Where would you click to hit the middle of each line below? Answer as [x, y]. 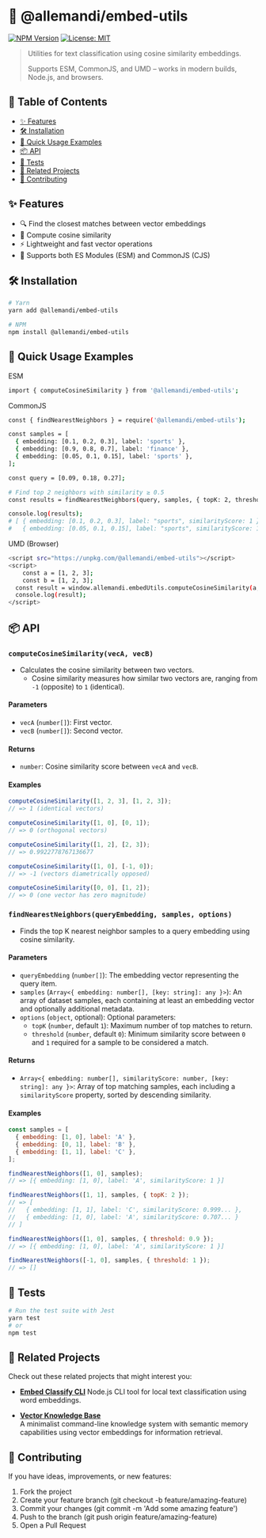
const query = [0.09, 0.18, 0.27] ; [67, 478]
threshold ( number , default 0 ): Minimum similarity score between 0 [139, 1034]
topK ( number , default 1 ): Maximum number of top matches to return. [142, 1025]
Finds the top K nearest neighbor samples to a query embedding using [135, 931]
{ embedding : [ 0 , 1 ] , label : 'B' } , [76, 1144]
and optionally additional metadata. [77, 1008]
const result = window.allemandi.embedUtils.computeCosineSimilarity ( [134, 588]
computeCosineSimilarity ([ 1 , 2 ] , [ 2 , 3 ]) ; [79, 845]
